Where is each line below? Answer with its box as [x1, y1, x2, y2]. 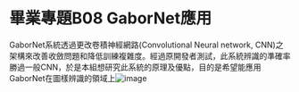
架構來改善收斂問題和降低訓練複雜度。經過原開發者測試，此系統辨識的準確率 [9, 50, 291, 61]
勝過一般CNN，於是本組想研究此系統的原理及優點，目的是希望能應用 [9, 62, 262, 72]
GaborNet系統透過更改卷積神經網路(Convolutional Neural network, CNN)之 [9, 39, 284, 50]
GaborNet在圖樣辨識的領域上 [9, 72, 116, 83]
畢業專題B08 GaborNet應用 [9, 8, 212, 29]
